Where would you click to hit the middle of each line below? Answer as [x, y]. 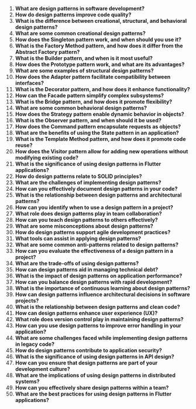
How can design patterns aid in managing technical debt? [87, 269]
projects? [27, 300]
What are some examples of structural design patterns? [84, 71]
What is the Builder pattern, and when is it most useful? [84, 58]
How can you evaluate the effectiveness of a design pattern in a [94, 251]
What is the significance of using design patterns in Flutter [88, 164]
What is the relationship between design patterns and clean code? [97, 307]
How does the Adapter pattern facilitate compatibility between [93, 77]
